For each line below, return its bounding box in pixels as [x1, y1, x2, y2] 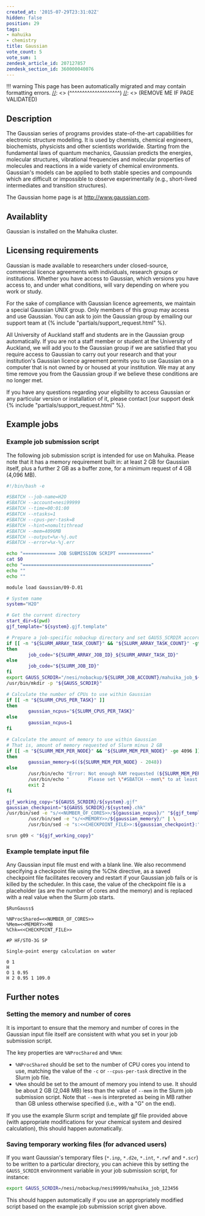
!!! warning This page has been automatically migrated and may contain [6, 83, 186, 90]
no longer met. [6, 376, 43, 383]
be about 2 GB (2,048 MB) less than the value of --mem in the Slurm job [15, 1087, 193, 1094]
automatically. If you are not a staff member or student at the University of [6, 338, 193, 345]
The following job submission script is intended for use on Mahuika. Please [6, 451, 195, 459]
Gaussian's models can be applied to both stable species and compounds [6, 169, 192, 176]
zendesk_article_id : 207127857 [6, 60, 86, 66]
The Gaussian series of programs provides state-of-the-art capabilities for [6, 130, 193, 137]
